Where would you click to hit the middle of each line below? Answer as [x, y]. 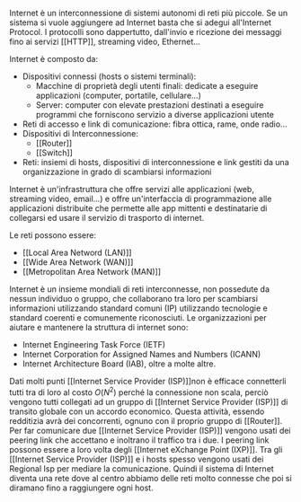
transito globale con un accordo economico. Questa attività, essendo [137, 411]
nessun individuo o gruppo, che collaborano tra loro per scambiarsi [134, 299]
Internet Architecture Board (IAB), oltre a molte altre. [119, 364]
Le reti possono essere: [53, 235]
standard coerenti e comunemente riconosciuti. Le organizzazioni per [138, 317]
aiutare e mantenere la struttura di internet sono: [99, 327]
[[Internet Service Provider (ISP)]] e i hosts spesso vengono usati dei [137, 459]
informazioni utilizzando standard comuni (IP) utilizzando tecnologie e [138, 308]
